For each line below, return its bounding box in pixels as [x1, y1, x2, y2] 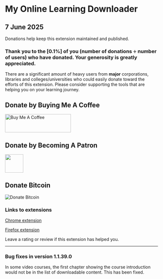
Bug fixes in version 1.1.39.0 [5, 253, 72, 259]
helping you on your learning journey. [5, 87, 80, 93]
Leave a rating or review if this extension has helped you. [5, 237, 119, 242]
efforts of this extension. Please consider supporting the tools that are [5, 81, 145, 87]
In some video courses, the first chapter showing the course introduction [5, 264, 151, 270]
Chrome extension [5, 218, 42, 223]
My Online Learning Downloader [5, 3, 138, 15]
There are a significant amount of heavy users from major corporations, [5, 71, 149, 77]
